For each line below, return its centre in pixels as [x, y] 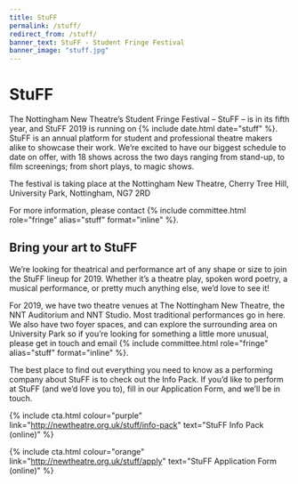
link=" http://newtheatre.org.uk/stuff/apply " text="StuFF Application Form [143, 461]
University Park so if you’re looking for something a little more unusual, [139, 334]
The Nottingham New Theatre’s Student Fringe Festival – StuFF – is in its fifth [149, 119]
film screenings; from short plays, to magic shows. [102, 166]
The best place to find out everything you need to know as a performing [141, 369]
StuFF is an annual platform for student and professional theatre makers [141, 138]
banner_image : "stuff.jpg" [59, 51]
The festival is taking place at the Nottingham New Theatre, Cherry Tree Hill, [149, 184]
